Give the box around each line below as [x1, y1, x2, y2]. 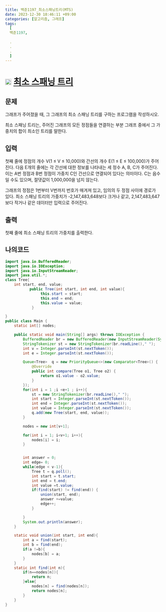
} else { [23, 579, 37, 584]
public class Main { [5, 319, 48, 324]
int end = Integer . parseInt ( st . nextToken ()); [31, 401, 127, 406]
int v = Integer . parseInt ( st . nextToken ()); [23, 346, 114, 351]
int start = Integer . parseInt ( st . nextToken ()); [31, 396, 132, 401]
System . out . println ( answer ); [23, 519, 83, 524]
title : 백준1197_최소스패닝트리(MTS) [5, 7, 74, 12]
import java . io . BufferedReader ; [5, 259, 72, 264]
